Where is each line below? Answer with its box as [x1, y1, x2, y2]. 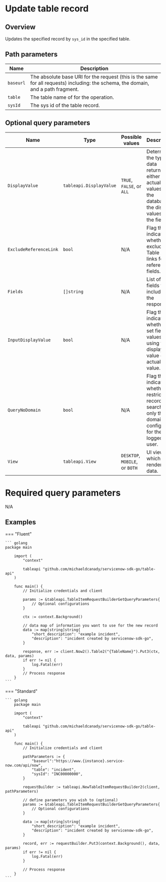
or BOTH [121, 464, 138, 471]
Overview [5, 23, 36, 31]
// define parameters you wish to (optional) [23, 798, 119, 803]
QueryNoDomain [7, 407, 41, 413]
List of [146, 276, 162, 283]
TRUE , [121, 177, 133, 184]
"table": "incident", [31, 767, 77, 772]
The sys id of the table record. [30, 102, 100, 109]
